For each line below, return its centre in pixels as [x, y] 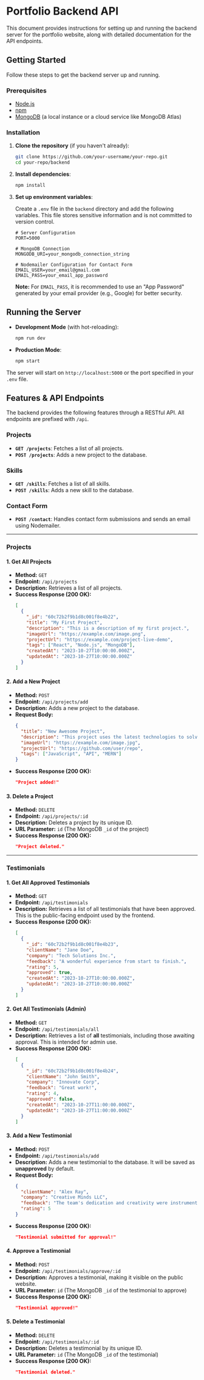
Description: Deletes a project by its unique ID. [74, 823]
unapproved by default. [45, 1168]
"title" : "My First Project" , [64, 622]
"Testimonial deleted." [45, 1372]
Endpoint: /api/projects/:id [52, 816]
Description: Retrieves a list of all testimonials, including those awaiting [105, 1035]
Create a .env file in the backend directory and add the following [94, 209]
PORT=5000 [28, 238]
